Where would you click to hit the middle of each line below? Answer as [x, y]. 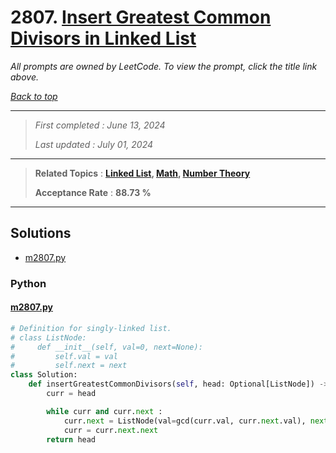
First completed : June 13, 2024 [100, 125]
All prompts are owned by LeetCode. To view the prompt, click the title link [164, 66]
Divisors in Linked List [103, 38]
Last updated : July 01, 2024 [94, 144]
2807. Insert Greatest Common [141, 17]
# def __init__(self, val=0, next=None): [106, 347]
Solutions [41, 233]
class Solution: [44, 375]
